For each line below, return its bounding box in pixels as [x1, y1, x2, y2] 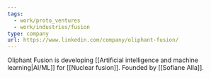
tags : [7, 10, 23, 18]
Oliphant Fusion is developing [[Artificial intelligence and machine [7, 56, 198, 64]
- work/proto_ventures [13, 17, 81, 24]
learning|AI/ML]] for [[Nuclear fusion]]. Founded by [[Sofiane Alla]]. [7, 63, 204, 72]
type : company [7, 30, 50, 37]
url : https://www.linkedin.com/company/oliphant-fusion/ [7, 37, 179, 44]
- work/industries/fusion [13, 23, 91, 30]
